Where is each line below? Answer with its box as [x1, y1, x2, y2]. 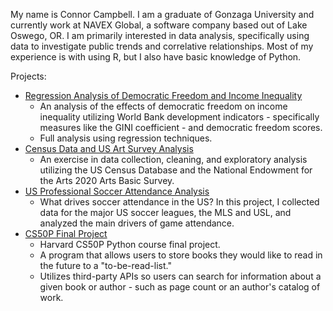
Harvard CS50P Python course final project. [39, 239, 221, 250]
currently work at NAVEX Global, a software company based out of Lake [10, 19, 308, 31]
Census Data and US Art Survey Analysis [24, 143, 194, 154]
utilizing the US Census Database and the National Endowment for [39, 164, 313, 176]
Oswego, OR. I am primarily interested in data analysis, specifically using [10, 30, 310, 41]
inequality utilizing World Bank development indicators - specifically [39, 111, 320, 123]
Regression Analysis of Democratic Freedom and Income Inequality [24, 90, 303, 101]
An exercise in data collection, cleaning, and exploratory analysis [39, 154, 308, 165]
